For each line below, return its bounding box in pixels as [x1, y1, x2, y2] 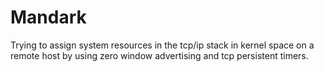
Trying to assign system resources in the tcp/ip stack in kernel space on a [10, 39, 315, 51]
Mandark [10, 6, 87, 29]
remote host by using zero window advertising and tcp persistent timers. [10, 49, 309, 61]
